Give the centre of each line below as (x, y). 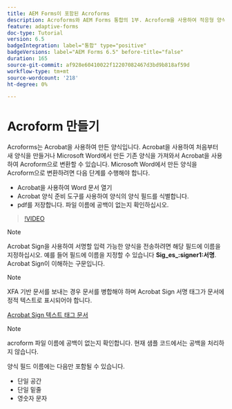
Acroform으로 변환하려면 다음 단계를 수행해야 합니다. (79, 173)
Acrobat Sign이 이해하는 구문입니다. (56, 264)
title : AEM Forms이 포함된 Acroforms (59, 13)
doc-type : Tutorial (35, 33)
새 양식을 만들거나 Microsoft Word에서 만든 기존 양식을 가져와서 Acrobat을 (108, 155)
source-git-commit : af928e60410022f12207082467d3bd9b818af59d (98, 65)
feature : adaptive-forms (43, 26)
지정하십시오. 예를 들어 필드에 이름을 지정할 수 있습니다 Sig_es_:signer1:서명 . (112, 255)
